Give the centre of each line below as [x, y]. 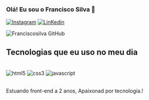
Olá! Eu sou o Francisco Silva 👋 [51, 9]
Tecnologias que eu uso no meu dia [72, 52]
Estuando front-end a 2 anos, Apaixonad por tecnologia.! [75, 91]
